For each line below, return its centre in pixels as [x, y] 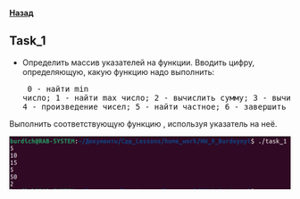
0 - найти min [58, 89]
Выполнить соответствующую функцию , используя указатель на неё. [143, 123]
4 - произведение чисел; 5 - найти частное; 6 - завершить [154, 107]
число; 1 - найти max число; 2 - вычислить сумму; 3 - [145, 98]
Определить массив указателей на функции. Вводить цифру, [138, 62]
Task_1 [28, 41]
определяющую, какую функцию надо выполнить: [118, 71]
